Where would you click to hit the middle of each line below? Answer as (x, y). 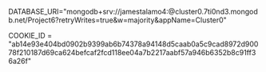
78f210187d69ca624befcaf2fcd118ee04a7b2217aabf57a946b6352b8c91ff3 (132, 52)
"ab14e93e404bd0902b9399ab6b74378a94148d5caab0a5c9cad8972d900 (133, 44)
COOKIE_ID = (30, 36)
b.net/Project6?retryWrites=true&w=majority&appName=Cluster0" (118, 20)
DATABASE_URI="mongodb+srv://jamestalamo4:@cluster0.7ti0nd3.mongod (133, 12)
